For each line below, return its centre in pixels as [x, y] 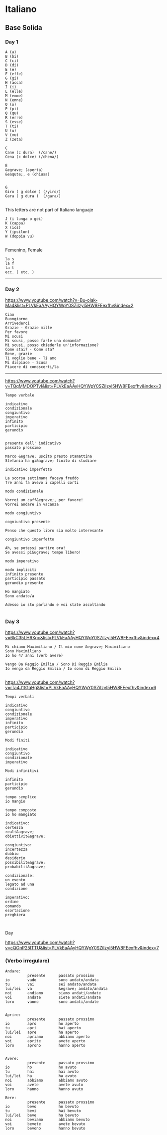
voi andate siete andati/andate [53, 997]
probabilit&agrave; [25, 867]
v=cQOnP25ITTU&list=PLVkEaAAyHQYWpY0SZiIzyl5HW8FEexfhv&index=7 [82, 948]
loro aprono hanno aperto [45, 1045]
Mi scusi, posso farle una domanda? [43, 341]
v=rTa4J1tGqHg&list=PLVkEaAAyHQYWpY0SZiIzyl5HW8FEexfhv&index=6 [81, 688]
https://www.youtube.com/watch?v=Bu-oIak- [51, 300]
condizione [16, 889]
